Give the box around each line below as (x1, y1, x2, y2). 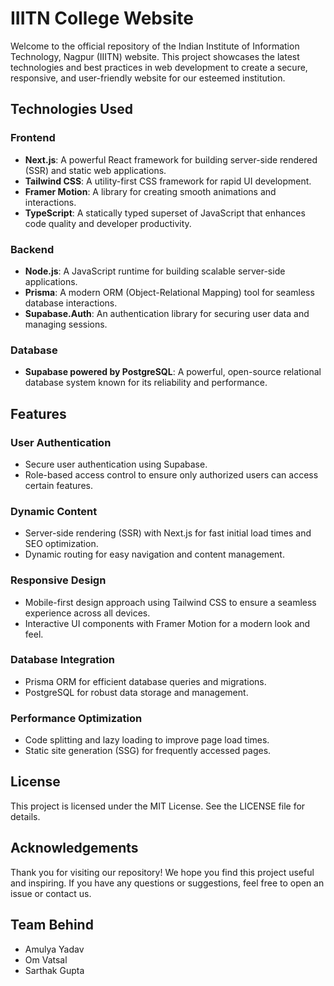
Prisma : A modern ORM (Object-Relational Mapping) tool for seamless (24, 286, 315, 298)
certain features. (24, 479, 93, 491)
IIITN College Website (10, 7, 194, 30)
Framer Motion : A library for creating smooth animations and (24, 185, 277, 197)
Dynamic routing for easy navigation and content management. (24, 548, 285, 561)
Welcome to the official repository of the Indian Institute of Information (10, 40, 300, 52)
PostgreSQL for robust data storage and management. (24, 686, 249, 698)
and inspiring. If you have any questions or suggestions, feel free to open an (10, 877, 325, 889)
